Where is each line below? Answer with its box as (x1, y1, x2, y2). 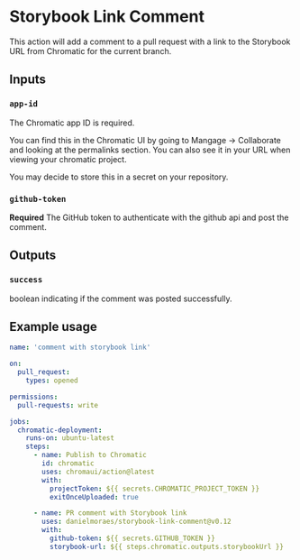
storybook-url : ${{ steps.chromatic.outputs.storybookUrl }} (49, 542, 284, 551)
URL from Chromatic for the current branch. (9, 45, 172, 56)
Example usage (9, 319, 97, 335)
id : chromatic (41, 459, 95, 468)
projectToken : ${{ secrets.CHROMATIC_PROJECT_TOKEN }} (49, 484, 259, 493)
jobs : (9, 417, 30, 426)
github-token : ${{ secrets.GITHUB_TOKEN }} (49, 534, 216, 543)
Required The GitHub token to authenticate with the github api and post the (9, 212, 290, 223)
